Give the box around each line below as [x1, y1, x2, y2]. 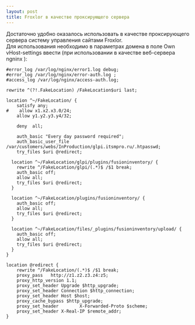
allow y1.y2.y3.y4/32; [16, 113, 72, 119]
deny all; [16, 123, 43, 129]
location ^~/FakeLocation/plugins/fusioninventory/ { [11, 195, 145, 201]
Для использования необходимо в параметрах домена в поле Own [6, 42, 176, 50]
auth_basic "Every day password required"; [16, 133, 125, 139]
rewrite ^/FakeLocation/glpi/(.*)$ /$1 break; [16, 164, 132, 170]
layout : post [6, 8, 38, 15]
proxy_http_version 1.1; [16, 277, 77, 283]
